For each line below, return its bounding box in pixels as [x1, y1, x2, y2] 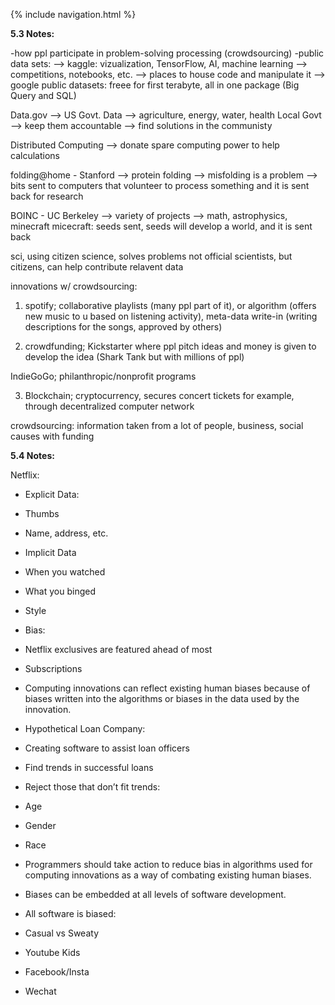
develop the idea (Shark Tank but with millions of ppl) [24, 351, 245, 363]
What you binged [24, 585, 97, 597]
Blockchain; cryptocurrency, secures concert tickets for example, [24, 390, 295, 401]
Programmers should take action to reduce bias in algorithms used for [24, 859, 313, 870]
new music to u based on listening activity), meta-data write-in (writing [24, 310, 318, 322]
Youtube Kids [24, 947, 81, 958]
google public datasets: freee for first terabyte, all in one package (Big [10, 79, 300, 91]
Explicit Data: [24, 489, 80, 500]
